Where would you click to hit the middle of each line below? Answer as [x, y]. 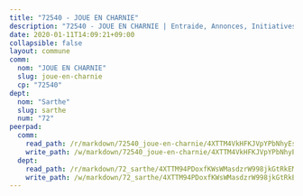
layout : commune [40, 51]
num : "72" [36, 118]
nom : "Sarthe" [44, 102]
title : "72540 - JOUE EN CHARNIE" [74, 18]
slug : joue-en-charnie [60, 77]
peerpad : [26, 127]
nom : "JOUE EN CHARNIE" [62, 69]
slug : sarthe [42, 110]
